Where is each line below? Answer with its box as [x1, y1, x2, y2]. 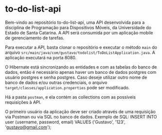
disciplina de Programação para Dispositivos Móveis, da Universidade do [5, 24, 152, 30]
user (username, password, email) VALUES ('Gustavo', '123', [5, 119, 126, 125]
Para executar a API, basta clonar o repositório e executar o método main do [5, 44, 157, 50]
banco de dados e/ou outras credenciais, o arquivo [5, 79, 108, 85]
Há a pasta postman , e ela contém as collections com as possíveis [5, 94, 136, 100]
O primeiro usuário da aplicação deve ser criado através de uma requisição [5, 108, 156, 115]
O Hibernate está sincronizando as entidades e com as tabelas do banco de [5, 64, 157, 70]
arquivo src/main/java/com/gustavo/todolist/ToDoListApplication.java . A [5, 50, 156, 55]
